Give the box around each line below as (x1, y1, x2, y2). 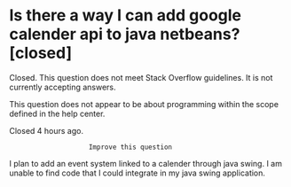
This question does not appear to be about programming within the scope (9, 98, 279, 109)
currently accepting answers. (9, 82, 117, 92)
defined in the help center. (9, 108, 106, 119)
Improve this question (88, 143, 173, 152)
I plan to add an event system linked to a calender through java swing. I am (9, 158, 282, 168)
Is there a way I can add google (9, 5, 242, 26)
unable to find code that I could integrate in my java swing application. (9, 168, 266, 178)
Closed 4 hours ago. (9, 125, 84, 136)
